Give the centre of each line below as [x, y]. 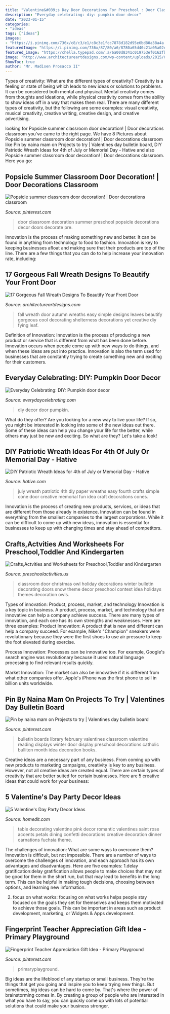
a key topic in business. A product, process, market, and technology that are [85, 610]
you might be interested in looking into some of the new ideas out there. [80, 425]
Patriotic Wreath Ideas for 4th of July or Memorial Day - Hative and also [80, 150]
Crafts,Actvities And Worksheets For [65, 544]
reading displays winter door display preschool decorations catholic [88, 744]
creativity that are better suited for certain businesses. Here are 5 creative [82, 776]
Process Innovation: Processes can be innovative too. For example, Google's [85, 652]
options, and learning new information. [46, 887]
